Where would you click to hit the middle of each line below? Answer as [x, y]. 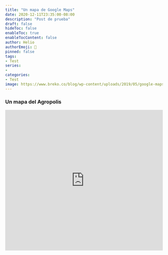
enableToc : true [22, 33]
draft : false [19, 24]
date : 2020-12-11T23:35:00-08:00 [40, 14]
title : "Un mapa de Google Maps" [40, 10]
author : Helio [20, 42]
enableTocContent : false [31, 38]
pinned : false [20, 51]
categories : [17, 75]
